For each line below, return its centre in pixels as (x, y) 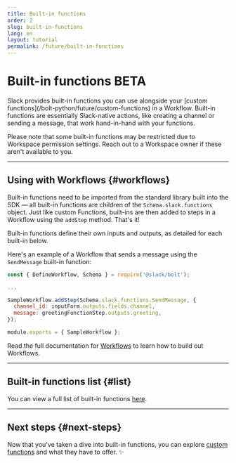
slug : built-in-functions (45, 27)
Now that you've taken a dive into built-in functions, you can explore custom (118, 444)
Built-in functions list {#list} (70, 382)
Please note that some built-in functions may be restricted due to (101, 136)
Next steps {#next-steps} (64, 428)
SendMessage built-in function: (50, 261)
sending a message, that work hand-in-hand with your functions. (101, 123)
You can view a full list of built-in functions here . (77, 398)
